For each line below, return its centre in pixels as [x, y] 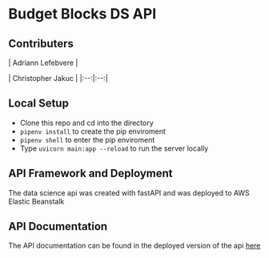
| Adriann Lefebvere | [43, 62]
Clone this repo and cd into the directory [86, 123]
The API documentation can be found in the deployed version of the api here [134, 246]
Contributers [41, 44]
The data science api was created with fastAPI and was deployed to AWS [129, 192]
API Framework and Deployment [91, 173]
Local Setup [39, 104]
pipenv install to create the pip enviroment [93, 131]
